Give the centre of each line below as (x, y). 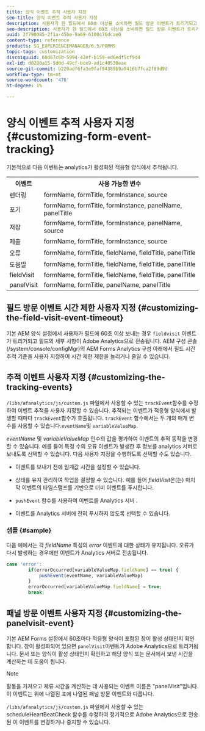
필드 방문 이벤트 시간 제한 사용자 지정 (71, 308)
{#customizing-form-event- (79, 136)
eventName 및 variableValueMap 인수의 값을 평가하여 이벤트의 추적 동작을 (97, 438)
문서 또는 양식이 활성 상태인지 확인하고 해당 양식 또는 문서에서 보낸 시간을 (106, 654)
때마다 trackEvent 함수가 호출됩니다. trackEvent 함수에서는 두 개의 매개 (103, 418)
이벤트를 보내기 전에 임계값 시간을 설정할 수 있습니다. (78, 467)
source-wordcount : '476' (38, 80)
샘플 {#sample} (29, 530)
